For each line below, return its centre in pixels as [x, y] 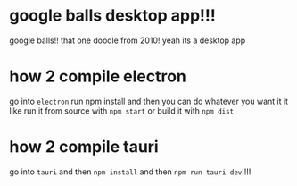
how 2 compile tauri [84, 147]
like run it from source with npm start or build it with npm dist [122, 110]
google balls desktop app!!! [112, 16]
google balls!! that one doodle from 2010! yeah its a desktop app [128, 40]
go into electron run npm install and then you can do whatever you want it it [148, 101]
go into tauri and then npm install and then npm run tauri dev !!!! [130, 172]
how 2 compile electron [98, 76]
